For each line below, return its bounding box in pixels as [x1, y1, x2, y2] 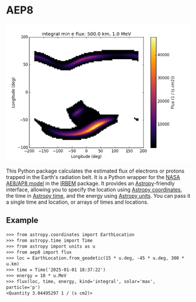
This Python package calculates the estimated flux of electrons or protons [6, 167, 185, 174]
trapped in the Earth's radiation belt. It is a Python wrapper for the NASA [6, 173, 180, 180]
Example [6, 215, 39, 225]
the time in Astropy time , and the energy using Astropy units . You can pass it [6, 192, 191, 199]
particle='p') [6, 284, 41, 290]
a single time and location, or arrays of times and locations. [6, 198, 149, 205]
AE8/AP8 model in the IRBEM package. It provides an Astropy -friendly [6, 180, 175, 187]
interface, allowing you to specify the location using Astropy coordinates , [6, 186, 183, 193]
